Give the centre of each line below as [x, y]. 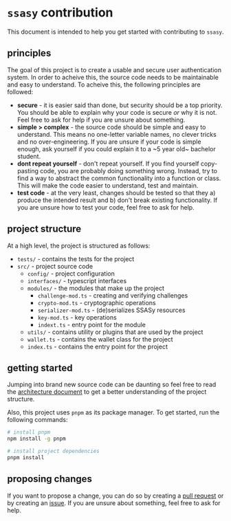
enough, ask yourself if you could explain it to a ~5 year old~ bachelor [116, 148]
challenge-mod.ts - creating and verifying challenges [113, 295]
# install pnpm [29, 432]
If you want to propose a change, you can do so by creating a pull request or [115, 496]
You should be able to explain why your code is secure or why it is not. [117, 112]
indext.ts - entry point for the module [91, 324]
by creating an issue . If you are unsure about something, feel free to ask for [114, 502]
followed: [20, 91]
